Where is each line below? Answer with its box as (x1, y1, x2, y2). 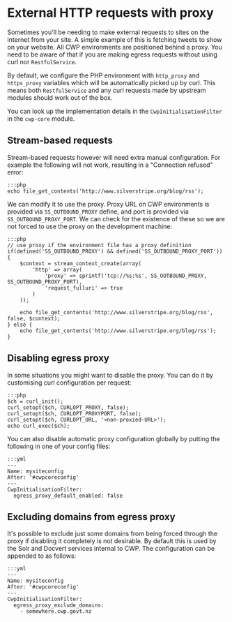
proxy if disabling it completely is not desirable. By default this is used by (7, 537, 217, 545)
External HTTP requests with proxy (7, 5, 214, 21)
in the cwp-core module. (7, 114, 75, 123)
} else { (7, 321, 33, 328)
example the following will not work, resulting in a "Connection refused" (7, 161, 214, 169)
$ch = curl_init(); (7, 398, 64, 405)
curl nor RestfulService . (7, 57, 77, 66)
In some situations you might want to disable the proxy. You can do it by (7, 371, 214, 379)
